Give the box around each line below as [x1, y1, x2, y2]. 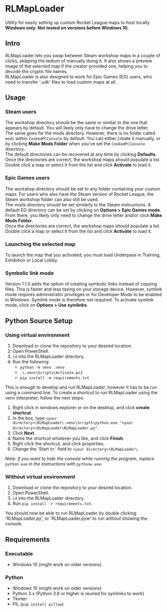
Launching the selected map [5, 240, 76, 247]
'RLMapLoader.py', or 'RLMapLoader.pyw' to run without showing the [5, 515, 148, 521]
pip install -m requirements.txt [19, 376, 90, 381]
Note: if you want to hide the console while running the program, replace [5, 456, 155, 461]
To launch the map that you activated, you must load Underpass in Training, [5, 252, 161, 258]
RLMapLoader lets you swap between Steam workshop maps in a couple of [5, 52, 161, 58]
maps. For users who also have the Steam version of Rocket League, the [5, 191, 154, 197]
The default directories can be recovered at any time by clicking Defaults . [5, 152, 157, 157]
